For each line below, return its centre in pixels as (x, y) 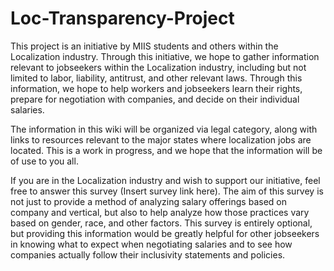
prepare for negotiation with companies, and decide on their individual (155, 99)
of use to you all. (44, 161)
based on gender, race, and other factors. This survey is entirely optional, (161, 223)
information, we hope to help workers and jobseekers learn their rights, (156, 88)
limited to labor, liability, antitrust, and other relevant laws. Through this (156, 78)
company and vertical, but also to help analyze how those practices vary (160, 212)
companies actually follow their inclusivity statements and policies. (148, 254)
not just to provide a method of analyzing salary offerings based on (148, 201)
